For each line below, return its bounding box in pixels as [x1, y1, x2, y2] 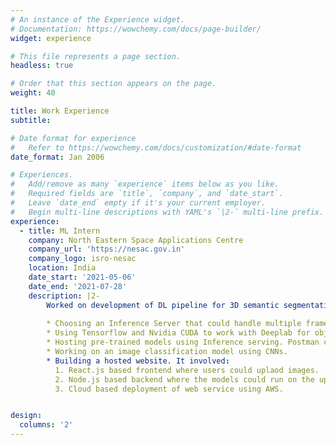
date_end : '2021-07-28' [28, 281, 128, 291]
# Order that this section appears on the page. [10, 79, 217, 89]
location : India [28, 263, 97, 273]
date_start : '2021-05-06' [28, 272, 137, 282]
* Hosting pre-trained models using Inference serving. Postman [46, 337, 320, 348]
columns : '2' [19, 420, 74, 430]
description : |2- [28, 291, 101, 301]
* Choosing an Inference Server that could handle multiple [46, 319, 302, 329]
